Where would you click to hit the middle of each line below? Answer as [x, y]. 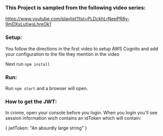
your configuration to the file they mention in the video [62, 54]
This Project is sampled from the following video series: [76, 8]
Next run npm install [28, 64]
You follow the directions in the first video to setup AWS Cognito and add [82, 49]
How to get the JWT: [31, 101]
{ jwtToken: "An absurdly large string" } [46, 128]
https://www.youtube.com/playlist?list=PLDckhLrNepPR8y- [67, 19]
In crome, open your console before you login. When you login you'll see [81, 113]
